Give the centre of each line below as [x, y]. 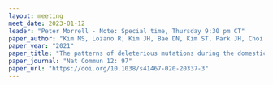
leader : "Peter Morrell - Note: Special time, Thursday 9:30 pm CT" [127, 31]
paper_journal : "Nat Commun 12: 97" [70, 62]
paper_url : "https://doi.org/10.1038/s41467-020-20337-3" [108, 69]
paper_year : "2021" [41, 46]
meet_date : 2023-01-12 [47, 23]
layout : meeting [36, 16]
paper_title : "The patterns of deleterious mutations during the [121, 53]
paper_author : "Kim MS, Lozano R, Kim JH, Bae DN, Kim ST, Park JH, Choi [136, 38]
